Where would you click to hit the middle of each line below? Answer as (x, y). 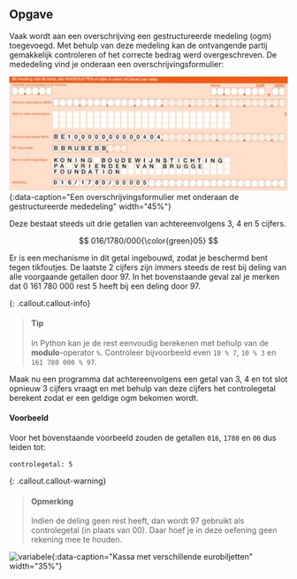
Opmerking (52, 501)
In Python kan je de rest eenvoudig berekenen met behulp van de (150, 343)
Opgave (31, 15)
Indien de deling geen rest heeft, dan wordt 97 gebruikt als (137, 521)
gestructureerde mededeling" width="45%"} (91, 206)
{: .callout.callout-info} (50, 303)
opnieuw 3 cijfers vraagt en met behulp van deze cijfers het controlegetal (143, 388)
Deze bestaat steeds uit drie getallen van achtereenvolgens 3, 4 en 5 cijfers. (148, 223)
